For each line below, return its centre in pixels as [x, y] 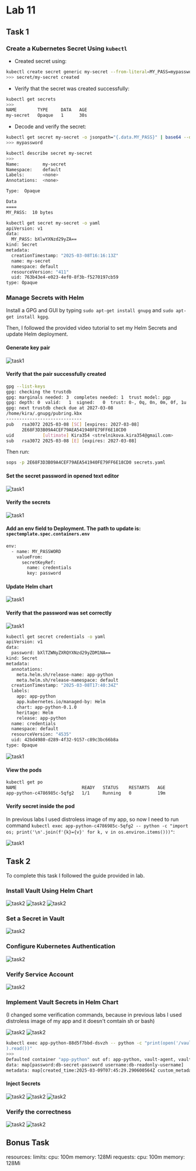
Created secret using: [41, 61]
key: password [44, 574]
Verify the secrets [28, 502]
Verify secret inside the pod [40, 806]
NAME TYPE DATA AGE [47, 110]
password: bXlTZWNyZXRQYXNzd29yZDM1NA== [61, 653]
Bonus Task [28, 1143]
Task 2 [18, 861]
